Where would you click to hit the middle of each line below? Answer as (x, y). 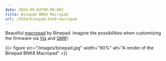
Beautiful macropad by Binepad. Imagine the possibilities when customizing (83, 33)
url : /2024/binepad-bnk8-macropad (41, 19)
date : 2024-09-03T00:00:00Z (34, 10)
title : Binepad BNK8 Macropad (37, 14)
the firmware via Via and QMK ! (37, 38)
